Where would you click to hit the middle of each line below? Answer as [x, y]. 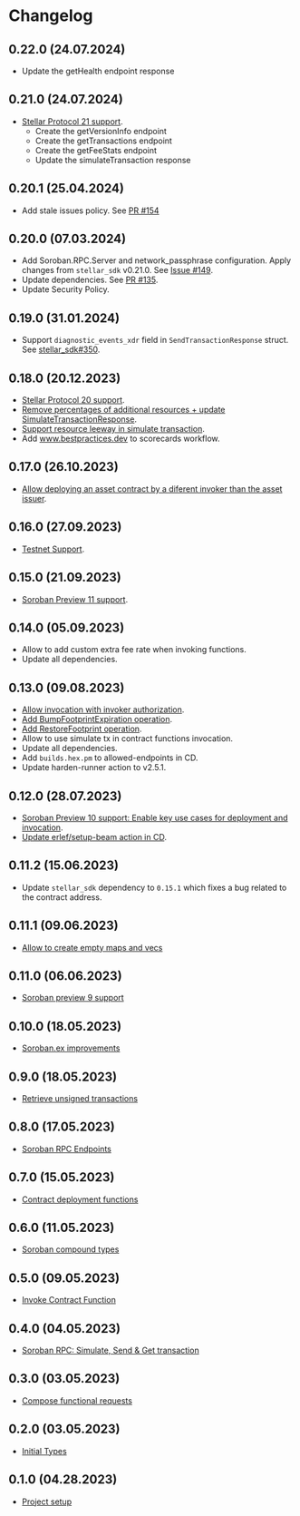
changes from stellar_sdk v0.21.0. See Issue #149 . [117, 270]
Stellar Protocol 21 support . [72, 121]
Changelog [51, 16]
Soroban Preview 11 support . [75, 599]
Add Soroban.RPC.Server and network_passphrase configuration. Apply [156, 260]
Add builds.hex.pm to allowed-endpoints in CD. [110, 758]
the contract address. [62, 897]
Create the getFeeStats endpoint [96, 150]
